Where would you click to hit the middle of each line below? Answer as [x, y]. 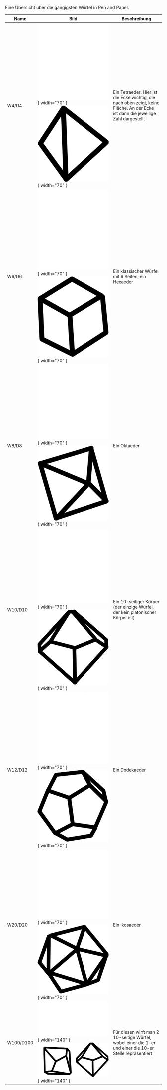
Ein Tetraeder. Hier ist [135, 92]
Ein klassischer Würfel [136, 271]
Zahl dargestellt [129, 119]
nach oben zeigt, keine [136, 103]
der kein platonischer [135, 612]
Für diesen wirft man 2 [136, 1032]
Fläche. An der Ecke [133, 108]
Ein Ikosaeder [127, 925]
